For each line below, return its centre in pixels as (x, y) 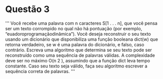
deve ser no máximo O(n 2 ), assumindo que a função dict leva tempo (78, 60)
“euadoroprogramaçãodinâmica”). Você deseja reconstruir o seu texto (78, 34)
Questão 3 (28, 9)
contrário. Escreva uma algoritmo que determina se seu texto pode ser (79, 50)
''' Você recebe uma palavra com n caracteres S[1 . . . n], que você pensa (82, 23)
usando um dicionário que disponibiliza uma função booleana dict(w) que (82, 39)
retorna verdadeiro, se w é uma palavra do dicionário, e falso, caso (75, 44)
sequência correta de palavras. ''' (40, 71)
